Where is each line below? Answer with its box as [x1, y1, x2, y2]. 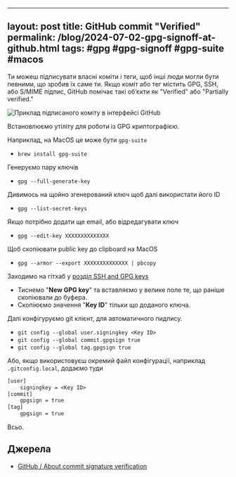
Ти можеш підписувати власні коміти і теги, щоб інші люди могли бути [7, 72, 219, 81]
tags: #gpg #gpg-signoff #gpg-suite [61, 43, 225, 55]
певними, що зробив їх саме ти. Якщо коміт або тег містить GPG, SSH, [7, 79, 219, 88]
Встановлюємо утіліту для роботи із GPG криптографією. [7, 122, 180, 130]
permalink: [7, 32, 56, 44]
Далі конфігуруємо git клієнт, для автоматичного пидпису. [7, 314, 183, 322]
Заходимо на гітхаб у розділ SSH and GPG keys [7, 272, 149, 280]
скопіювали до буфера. [17, 293, 88, 301]
